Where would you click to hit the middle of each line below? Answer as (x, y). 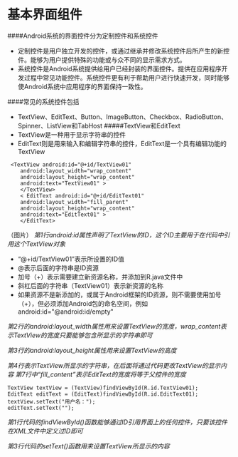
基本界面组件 (45, 15)
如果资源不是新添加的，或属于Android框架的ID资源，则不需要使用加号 (119, 294)
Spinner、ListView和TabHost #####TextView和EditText (99, 125)
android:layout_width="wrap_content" (76, 171)
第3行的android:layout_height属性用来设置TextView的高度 (92, 350)
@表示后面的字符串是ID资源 (58, 267)
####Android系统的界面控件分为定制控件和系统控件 (83, 36)
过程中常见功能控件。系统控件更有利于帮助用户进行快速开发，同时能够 (126, 77)
